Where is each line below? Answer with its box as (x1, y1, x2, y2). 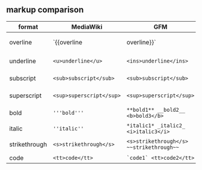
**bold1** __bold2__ (126, 106, 185, 113)
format (18, 22, 38, 31)
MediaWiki (71, 22, 103, 31)
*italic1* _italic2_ (126, 122, 185, 129)
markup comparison (6, 5, 84, 15)
